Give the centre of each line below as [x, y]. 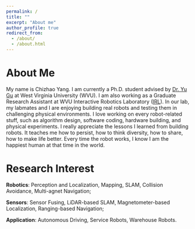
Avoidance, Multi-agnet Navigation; [49, 191]
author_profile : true [32, 28]
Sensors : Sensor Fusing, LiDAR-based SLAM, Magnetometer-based [88, 202]
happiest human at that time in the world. [56, 145]
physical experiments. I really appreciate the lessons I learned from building [97, 126]
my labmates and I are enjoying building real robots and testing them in [92, 107]
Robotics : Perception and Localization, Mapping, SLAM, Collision [85, 185]
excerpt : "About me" [31, 22]
